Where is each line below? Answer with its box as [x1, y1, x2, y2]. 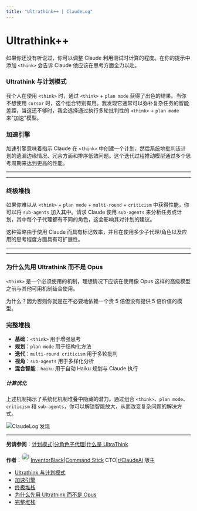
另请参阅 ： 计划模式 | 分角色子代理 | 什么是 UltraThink [6, 441, 128, 448]
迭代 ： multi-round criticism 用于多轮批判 [14, 350, 118, 357]
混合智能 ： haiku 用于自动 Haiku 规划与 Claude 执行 [14, 365, 138, 372]
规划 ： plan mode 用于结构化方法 [14, 343, 92, 350]
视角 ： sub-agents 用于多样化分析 [14, 357, 94, 365]
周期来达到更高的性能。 [11, 160, 68, 167]
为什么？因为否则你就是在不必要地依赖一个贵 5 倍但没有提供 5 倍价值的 [6, 297, 178, 304]
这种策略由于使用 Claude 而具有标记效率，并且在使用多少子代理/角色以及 [6, 228, 182, 235]
